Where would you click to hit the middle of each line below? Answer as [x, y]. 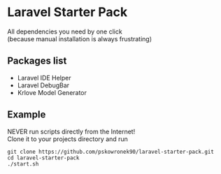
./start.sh [23, 164]
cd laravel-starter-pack [43, 158]
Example [27, 115]
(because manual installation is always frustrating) [80, 38]
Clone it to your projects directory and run [67, 139]
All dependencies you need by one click [65, 31]
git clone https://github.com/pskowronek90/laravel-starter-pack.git [111, 152]
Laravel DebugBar [43, 85]
